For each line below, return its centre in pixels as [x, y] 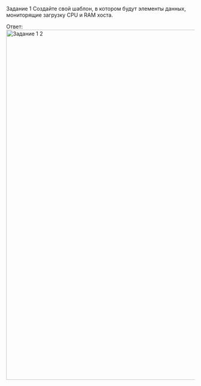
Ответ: [15, 27]
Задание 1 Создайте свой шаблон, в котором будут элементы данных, [96, 9]
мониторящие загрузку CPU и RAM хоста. [60, 15]
